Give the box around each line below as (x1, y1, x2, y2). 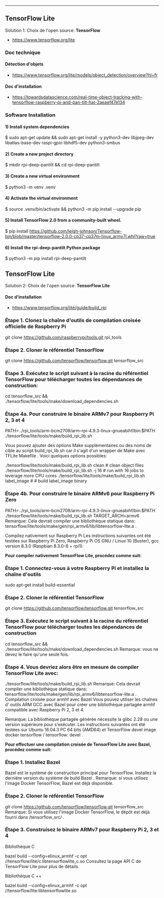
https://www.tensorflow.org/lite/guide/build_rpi (12, 305, 107, 311)
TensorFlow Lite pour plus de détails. (5, 863, 80, 869)
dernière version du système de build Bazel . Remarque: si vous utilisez (5, 775, 148, 781)
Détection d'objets (5, 61, 44, 67)
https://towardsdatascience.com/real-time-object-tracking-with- (12, 94, 143, 100)
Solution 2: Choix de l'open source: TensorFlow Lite (5, 283, 110, 289)
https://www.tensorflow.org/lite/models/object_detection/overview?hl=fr (12, 72, 158, 78)
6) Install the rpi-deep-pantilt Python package (5, 244, 101, 250)
